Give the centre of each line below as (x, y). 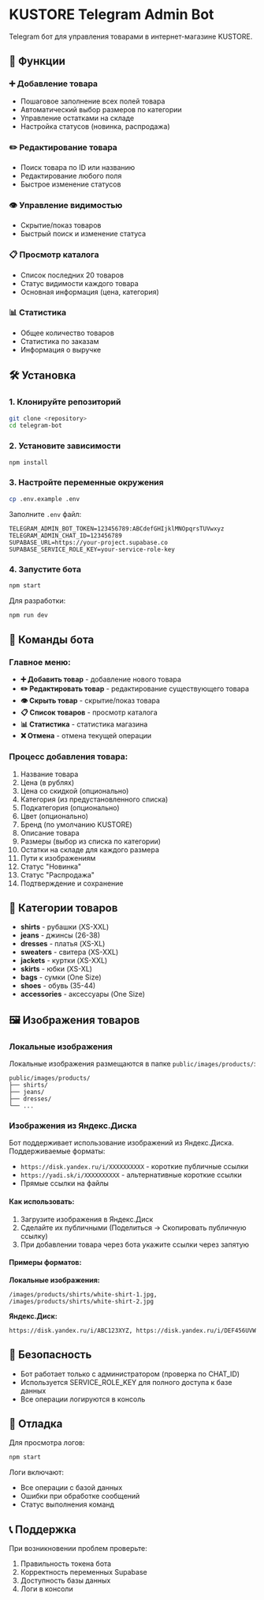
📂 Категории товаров (63, 908)
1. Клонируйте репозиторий (65, 402)
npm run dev (28, 615)
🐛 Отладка (36, 1424)
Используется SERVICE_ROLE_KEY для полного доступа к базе (126, 1382)
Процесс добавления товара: (69, 757)
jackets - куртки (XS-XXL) (64, 960)
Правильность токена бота (66, 1564)
